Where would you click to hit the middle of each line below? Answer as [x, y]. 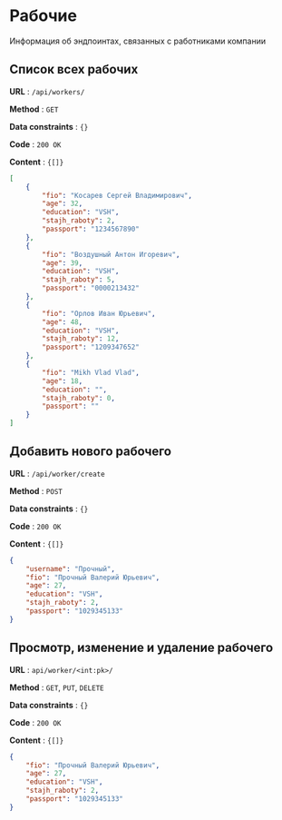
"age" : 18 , [63, 381]
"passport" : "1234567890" [91, 229]
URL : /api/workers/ [47, 91]
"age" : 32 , [63, 204]
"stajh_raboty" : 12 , [81, 339]
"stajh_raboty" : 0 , [79, 398]
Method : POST [36, 490]
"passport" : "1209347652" [91, 347]
